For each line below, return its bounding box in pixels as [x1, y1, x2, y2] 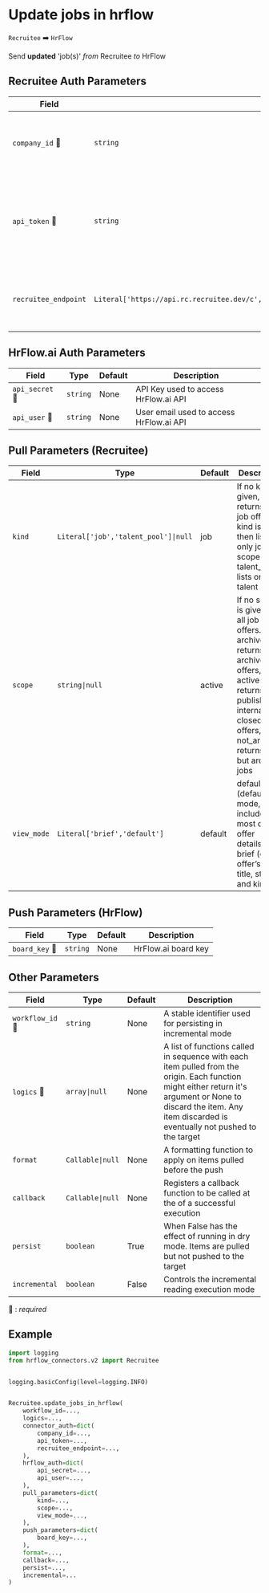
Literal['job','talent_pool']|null [57, 532, 193, 541]
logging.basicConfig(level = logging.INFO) [8, 1378, 149, 1386]
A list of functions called [163, 1041, 255, 1052]
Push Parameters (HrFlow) [8, 906, 143, 919]
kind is [236, 521, 262, 532]
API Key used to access [135, 383, 224, 394]
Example [8, 1327, 53, 1342]
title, [236, 869, 254, 880]
